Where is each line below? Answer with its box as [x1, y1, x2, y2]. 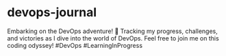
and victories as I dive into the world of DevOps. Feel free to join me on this [7, 34, 219, 42]
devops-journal [7, 5, 97, 20]
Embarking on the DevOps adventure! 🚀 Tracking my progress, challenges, [7, 27, 218, 35]
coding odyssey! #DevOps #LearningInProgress [7, 41, 142, 49]
